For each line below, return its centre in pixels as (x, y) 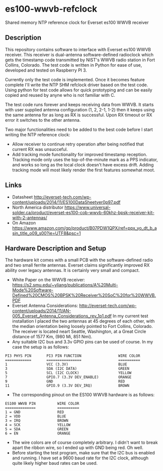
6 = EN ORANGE (38, 434)
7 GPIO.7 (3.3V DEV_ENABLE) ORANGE (68, 377)
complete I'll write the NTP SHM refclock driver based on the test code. (77, 85)
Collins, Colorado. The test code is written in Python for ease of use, (73, 65)
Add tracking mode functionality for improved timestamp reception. (80, 154)
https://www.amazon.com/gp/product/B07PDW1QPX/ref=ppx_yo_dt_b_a (84, 228)
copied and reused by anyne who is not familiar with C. (60, 95)
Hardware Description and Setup (56, 248)
